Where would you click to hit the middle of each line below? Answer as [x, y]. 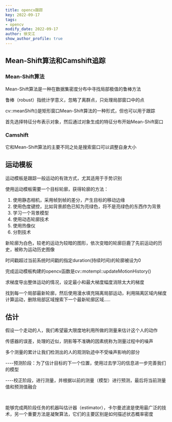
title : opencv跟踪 [24, 10]
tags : [11, 20]
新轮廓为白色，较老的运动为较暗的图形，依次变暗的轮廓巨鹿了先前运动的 [81, 243]
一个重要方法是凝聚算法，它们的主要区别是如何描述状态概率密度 [86, 414]
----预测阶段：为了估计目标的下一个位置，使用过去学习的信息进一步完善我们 [86, 363]
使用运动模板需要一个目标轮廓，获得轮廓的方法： [57, 189]
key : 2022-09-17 [23, 15]
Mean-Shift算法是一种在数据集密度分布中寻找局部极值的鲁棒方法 [73, 89]
